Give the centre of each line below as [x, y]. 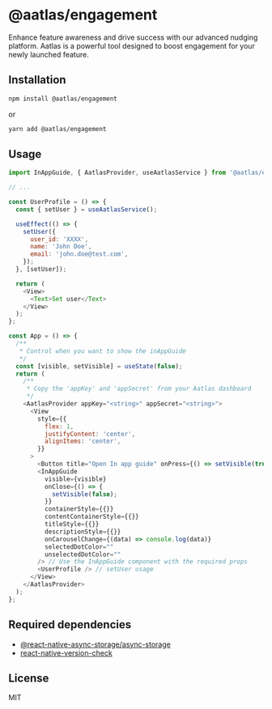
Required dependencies [70, 625]
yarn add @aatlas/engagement [57, 129]
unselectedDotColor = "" [83, 554]
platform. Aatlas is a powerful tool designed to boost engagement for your [132, 45]
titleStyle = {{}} [72, 524]
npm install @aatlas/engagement [63, 99]
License [29, 678]
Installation [37, 80]
